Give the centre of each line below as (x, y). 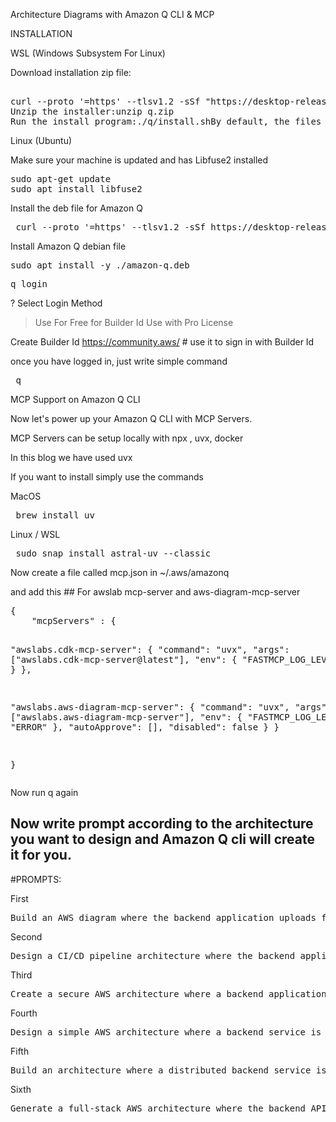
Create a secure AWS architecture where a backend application (168, 993)
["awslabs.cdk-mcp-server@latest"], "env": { (124, 659)
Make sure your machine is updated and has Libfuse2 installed (139, 160)
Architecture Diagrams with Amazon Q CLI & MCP (112, 14)
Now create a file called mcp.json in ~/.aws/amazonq (120, 572)
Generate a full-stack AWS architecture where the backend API (168, 1108)
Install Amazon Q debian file (68, 246)
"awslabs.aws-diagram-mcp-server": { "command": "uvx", (150, 707)
